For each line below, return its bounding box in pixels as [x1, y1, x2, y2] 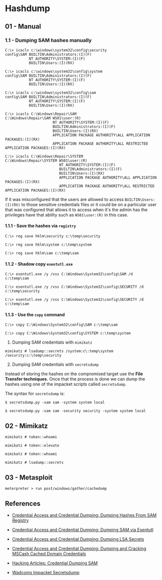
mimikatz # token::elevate [5, 443, 59, 448]
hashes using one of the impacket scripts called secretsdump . [5, 381, 127, 387]
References [5, 499, 41, 508]
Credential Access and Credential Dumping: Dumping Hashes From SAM [12, 512, 157, 518]
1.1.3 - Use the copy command [5, 312, 65, 317]
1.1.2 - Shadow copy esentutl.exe [5, 261, 73, 267]
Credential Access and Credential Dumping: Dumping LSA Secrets [12, 536, 144, 542]
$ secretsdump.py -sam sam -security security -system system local [5, 409, 146, 414]
